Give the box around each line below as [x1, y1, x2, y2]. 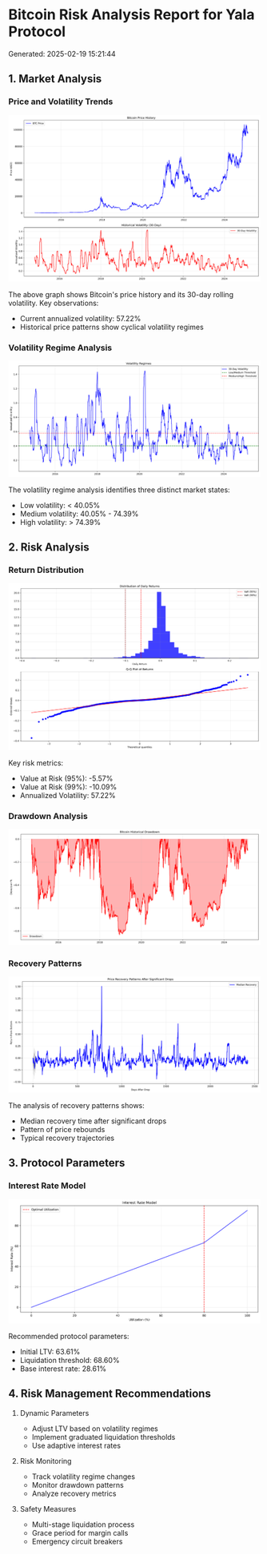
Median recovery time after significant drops [19, 1116, 167, 1126]
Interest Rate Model [8, 1180, 86, 1191]
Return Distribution [8, 565, 85, 576]
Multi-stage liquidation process [31, 1520, 135, 1529]
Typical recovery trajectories [19, 1133, 114, 1143]
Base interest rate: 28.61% [19, 1364, 107, 1373]
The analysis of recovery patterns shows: [8, 1100, 145, 1110]
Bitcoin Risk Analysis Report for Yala [8, 6, 255, 24]
